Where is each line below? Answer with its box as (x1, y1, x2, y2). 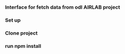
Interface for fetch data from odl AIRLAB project (5, 4, 121, 11)
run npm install (5, 42, 41, 49)
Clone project (5, 29, 38, 36)
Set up (5, 16, 21, 23)
